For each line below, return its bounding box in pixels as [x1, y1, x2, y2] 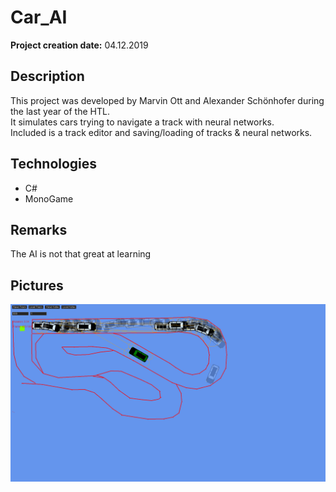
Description [10, 68, 85, 85]
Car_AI [10, 6, 68, 29]
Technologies [10, 156, 98, 173]
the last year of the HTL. [10, 105, 110, 117]
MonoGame [24, 192, 74, 205]
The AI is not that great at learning [10, 248, 152, 260]
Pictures [10, 277, 64, 294]
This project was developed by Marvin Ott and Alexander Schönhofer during [10, 94, 325, 106]
